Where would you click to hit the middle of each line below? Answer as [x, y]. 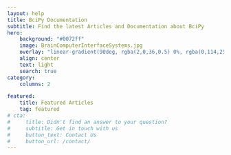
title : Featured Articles [57, 103]
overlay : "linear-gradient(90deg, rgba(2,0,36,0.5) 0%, [101, 52]
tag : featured [40, 110]
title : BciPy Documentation [47, 20]
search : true [38, 71]
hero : [15, 33]
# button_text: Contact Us [52, 135]
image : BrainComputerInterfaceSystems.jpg [81, 45]
